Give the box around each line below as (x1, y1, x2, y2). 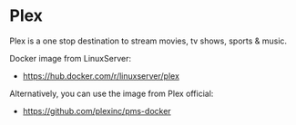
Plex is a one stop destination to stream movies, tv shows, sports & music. (9, 35, 288, 46)
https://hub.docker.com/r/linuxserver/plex (22, 70, 180, 82)
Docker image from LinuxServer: (9, 53, 132, 63)
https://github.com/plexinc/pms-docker (22, 105, 171, 116)
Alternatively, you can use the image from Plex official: (9, 88, 214, 99)
